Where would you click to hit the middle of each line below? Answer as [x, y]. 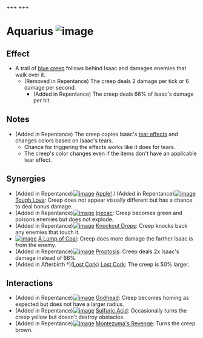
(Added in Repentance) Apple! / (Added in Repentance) [95, 193]
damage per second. [50, 88]
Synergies [26, 179]
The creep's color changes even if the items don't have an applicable [110, 153]
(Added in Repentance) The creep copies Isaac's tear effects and [97, 134]
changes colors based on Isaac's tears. [64, 141]
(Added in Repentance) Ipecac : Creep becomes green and [99, 213]
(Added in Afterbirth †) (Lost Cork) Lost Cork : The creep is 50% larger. [102, 264]
